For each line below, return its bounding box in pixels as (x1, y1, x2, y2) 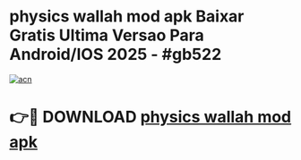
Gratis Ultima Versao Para (9, 25, 204, 46)
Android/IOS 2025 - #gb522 (9, 45, 222, 64)
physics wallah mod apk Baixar (9, 6, 245, 27)
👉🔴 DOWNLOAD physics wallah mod (9, 107, 292, 127)
